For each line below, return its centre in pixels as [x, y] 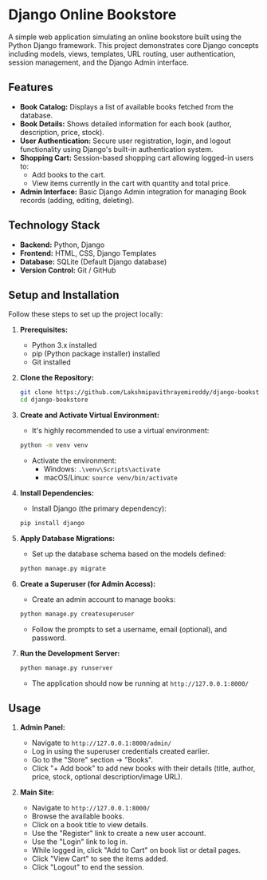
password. [49, 638]
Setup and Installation [64, 295]
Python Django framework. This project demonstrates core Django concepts [133, 45]
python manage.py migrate [63, 568]
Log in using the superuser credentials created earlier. [120, 751]
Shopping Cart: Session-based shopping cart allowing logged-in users [136, 157]
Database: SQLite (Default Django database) [93, 261]
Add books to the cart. [69, 174]
